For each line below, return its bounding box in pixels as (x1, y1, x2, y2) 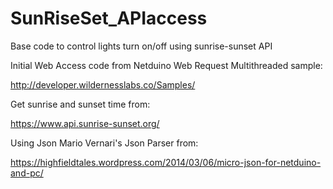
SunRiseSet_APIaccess (10, 7, 208, 30)
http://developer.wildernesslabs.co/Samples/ (10, 78, 196, 91)
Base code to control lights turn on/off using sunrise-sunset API (10, 40, 273, 52)
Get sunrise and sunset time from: (10, 98, 151, 110)
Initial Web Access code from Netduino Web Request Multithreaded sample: (10, 59, 323, 71)
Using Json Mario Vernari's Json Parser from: (10, 137, 199, 149)
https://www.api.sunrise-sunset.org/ (10, 117, 160, 129)
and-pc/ (10, 167, 44, 179)
